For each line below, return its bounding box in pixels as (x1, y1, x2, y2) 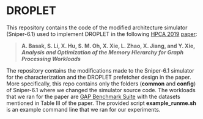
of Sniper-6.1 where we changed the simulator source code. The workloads (6, 86, 196, 93)
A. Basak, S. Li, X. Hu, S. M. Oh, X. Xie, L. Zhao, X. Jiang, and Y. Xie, (21, 42, 196, 49)
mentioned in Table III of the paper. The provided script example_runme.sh (6, 99, 197, 107)
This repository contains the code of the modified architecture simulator (6, 24, 188, 31)
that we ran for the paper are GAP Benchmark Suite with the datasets (6, 93, 180, 100)
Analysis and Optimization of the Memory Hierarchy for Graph (21, 48, 184, 56)
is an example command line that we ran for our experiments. (6, 106, 161, 113)
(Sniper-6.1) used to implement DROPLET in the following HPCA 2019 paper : (6, 30, 197, 37)
